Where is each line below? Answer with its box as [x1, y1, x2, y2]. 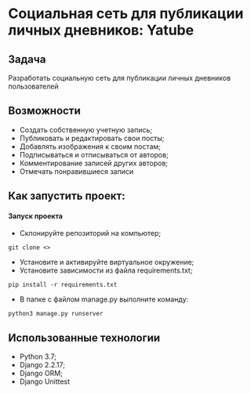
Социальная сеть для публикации [8, 5, 244, 23]
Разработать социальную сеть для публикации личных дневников [8, 74, 231, 82]
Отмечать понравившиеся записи [19, 166, 134, 176]
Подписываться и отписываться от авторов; [19, 150, 169, 159]
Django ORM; [19, 369, 63, 378]
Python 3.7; [19, 352, 57, 361]
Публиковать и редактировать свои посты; [19, 133, 165, 143]
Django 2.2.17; [19, 360, 65, 370]
